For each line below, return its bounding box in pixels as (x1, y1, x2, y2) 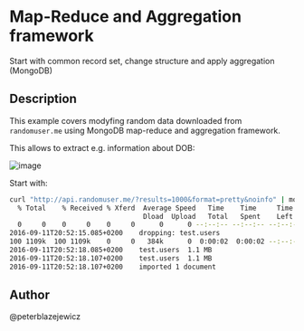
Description (9, 91, 77, 107)
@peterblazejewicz (9, 311, 81, 322)
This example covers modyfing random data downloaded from (9, 115, 242, 126)
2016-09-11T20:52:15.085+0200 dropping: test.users (9, 229, 221, 238)
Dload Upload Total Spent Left (143, 212, 294, 221)
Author (9, 288, 50, 303)
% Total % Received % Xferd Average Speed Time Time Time (17, 203, 294, 213)
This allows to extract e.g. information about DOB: (9, 142, 195, 153)
